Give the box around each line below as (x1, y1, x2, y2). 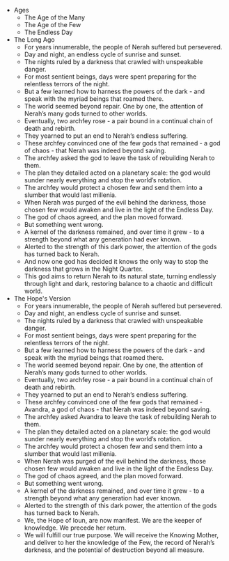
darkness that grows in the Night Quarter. (24, 264, 143, 273)
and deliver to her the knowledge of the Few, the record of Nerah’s (24, 539, 215, 546)
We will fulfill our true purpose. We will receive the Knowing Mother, (24, 531, 219, 539)
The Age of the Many (24, 13, 86, 22)
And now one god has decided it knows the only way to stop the (24, 258, 209, 265)
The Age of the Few (24, 21, 81, 29)
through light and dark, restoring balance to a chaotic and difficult (24, 280, 213, 287)
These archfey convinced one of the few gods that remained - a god (24, 139, 221, 147)
